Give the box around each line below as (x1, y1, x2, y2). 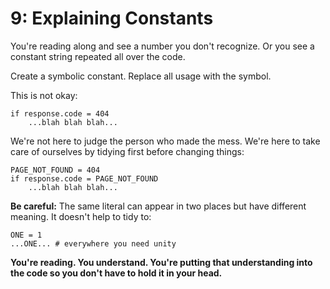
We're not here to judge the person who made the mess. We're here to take (10, 135, 321, 147)
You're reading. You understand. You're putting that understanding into (10, 256, 313, 268)
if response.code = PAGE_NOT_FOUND (10, 173, 159, 184)
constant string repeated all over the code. (10, 50, 186, 62)
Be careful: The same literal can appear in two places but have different (10, 200, 307, 212)
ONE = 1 (10, 230, 43, 240)
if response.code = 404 (10, 108, 110, 119)
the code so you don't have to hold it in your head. (10, 267, 223, 279)
